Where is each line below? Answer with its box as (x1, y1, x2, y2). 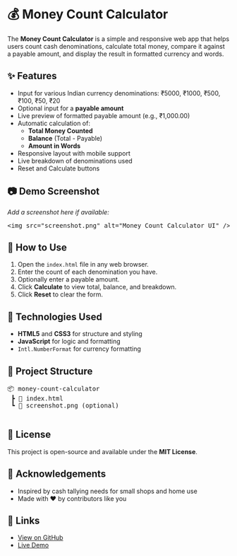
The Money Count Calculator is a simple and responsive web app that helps (7, 34, 230, 43)
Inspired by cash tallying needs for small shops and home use (17, 487, 197, 495)
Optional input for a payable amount (17, 104, 124, 112)
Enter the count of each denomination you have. (17, 267, 158, 277)
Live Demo (17, 541, 49, 550)
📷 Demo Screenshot (7, 185, 100, 197)
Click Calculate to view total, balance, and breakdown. (17, 283, 177, 291)
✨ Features (7, 70, 57, 82)
